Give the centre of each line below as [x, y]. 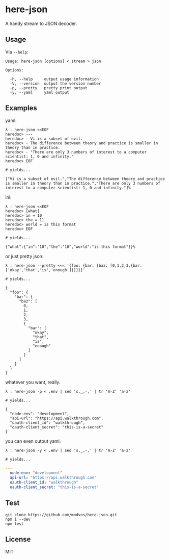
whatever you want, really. [33, 382]
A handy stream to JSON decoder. [41, 23]
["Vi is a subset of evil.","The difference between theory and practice [85, 179]
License [18, 539]
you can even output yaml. [33, 441]
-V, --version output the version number [55, 83]
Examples [21, 108]
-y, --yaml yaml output [40, 92]
